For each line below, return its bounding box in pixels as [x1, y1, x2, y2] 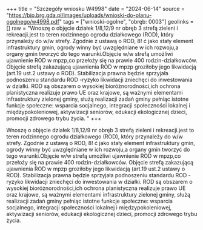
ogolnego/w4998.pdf [6, 18, 59, 25]
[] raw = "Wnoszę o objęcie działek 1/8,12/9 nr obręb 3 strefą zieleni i [6, 24, 178, 32]
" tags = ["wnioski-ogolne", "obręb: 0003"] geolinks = [59, 18, 194, 25]
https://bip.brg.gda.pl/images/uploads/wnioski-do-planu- [8, 12, 152, 19]
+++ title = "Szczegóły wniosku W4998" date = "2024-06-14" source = [6, 5, 185, 12]
